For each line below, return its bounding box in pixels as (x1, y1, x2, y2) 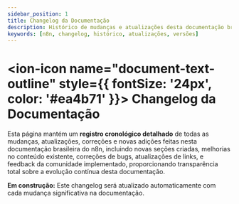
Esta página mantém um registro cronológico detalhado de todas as (7, 129, 209, 139)
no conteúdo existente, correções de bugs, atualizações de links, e (7, 152, 204, 161)
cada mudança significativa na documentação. (7, 189, 144, 198)
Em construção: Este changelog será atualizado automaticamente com (7, 181, 216, 190)
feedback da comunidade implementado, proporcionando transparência (7, 160, 218, 168)
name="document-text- (69, 61, 216, 77)
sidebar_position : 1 (7, 10, 69, 18)
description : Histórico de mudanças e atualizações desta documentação (7, 23, 224, 31)
